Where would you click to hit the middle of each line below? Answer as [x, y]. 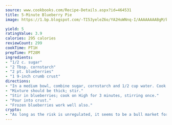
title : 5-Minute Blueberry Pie [39, 15]
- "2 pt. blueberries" [29, 72]
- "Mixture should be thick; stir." [44, 91]
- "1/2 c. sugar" [24, 62]
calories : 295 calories [31, 38]
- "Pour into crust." [28, 100]
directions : [18, 81]
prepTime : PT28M [23, 53]
